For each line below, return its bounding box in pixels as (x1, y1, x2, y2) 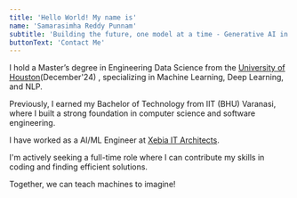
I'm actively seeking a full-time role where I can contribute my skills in (9, 153, 265, 163)
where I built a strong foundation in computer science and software (9, 108, 256, 119)
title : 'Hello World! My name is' (9, 12, 138, 22)
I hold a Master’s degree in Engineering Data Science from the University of (9, 62, 286, 73)
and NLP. (9, 81, 43, 92)
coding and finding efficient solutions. (9, 161, 148, 172)
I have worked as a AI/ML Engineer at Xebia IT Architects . (9, 135, 220, 145)
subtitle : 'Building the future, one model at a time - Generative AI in (9, 29, 289, 38)
